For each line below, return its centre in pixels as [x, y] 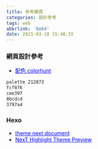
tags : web [19, 23]
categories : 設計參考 [32, 17]
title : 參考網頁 [25, 12]
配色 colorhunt [33, 71]
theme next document [42, 133]
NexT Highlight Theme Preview [53, 140]
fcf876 [14, 88]
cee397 [14, 94]
